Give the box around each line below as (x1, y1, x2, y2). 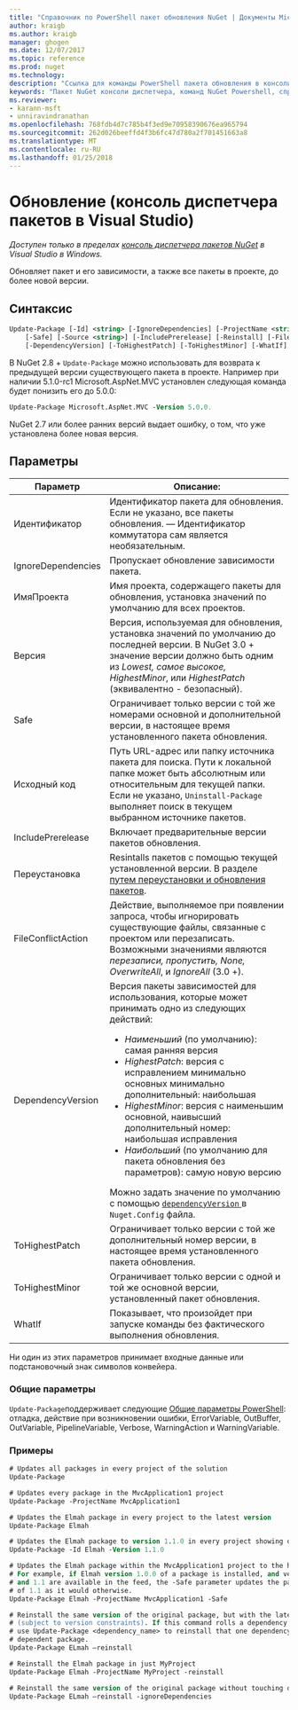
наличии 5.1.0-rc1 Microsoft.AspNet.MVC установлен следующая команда (9, 376, 286, 387)
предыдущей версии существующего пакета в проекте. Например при (9, 366, 279, 377)
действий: (109, 1013, 153, 1025)
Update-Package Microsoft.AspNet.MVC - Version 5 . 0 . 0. (9, 403, 213, 412)
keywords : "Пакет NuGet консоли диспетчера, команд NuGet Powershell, (9, 87, 276, 96)
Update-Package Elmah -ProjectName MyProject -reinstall (9, 1667, 224, 1676)
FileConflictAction (13, 932, 89, 945)
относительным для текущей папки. (109, 778, 266, 790)
